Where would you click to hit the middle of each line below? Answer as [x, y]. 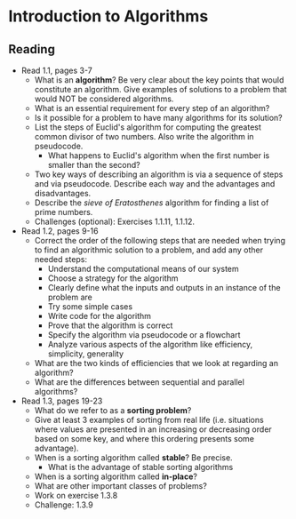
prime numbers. [64, 212]
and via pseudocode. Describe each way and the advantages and [155, 184]
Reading [32, 49]
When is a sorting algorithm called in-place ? [116, 476]
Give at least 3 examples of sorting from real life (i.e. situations [149, 420]
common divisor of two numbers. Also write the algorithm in [144, 136]
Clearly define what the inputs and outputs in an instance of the [164, 287]
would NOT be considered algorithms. [104, 99]
